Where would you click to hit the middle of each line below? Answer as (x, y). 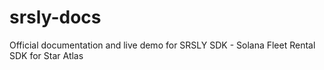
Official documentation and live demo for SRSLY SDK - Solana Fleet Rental (162, 45)
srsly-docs (55, 17)
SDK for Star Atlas (46, 55)
